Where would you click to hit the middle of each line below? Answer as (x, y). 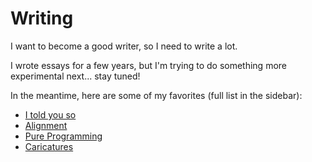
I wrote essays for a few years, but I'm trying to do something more (148, 65)
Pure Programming (63, 136)
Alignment (46, 125)
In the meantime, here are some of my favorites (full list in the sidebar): (156, 95)
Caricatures (49, 146)
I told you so (50, 114)
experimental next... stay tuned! (75, 76)
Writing (42, 18)
